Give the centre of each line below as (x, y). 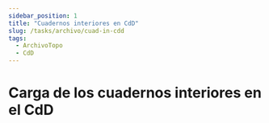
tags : (17, 38)
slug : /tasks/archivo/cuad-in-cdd (67, 31)
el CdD (31, 110)
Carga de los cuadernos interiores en (135, 93)
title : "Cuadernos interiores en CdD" (74, 23)
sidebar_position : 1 (43, 16)
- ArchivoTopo (39, 46)
